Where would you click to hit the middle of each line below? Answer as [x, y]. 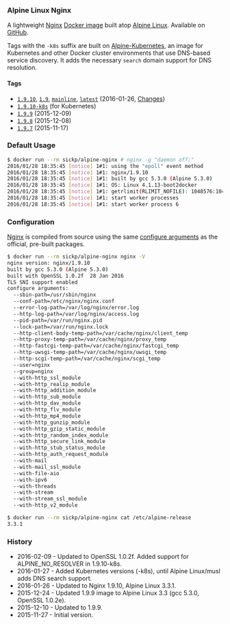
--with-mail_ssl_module [47, 467]
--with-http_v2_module [46, 505]
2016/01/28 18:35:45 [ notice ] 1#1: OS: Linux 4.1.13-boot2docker [102, 185]
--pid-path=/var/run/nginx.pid [58, 320]
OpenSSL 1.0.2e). [41, 600]
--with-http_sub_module [47, 397]
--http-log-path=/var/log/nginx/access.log [76, 314]
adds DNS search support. [54, 579]
